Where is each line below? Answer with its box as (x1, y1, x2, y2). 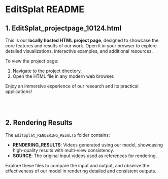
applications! (5, 88, 32, 95)
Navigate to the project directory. (12, 68, 82, 74)
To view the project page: (5, 58, 59, 64)
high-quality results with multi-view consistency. (12, 147, 114, 153)
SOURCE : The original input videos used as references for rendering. (12, 153, 157, 159)
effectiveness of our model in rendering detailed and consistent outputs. (5, 168, 156, 174)
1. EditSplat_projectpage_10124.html (5, 24, 122, 33)
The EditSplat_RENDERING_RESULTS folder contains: (5, 132, 110, 138)
